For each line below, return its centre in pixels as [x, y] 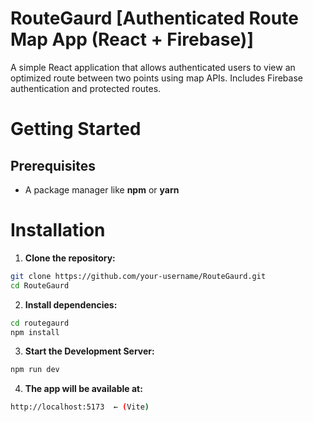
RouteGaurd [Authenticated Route [154, 18]
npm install [35, 332]
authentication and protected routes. [86, 88]
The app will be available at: [83, 389]
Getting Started [76, 129]
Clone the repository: [70, 258]
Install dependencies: [71, 304]
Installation [58, 230]
